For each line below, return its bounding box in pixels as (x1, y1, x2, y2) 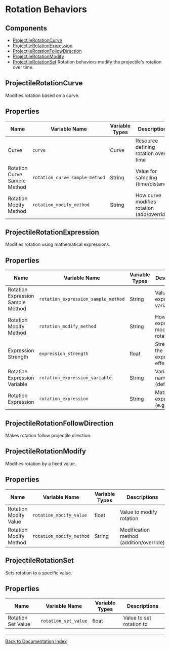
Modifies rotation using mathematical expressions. (5, 241, 110, 247)
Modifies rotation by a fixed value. (5, 461, 76, 467)
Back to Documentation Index (5, 638, 67, 644)
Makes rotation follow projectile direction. (5, 433, 92, 439)
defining (135, 143, 155, 150)
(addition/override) (119, 539, 165, 546)
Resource (135, 137, 158, 144)
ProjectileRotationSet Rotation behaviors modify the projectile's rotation (12, 59, 162, 64)
